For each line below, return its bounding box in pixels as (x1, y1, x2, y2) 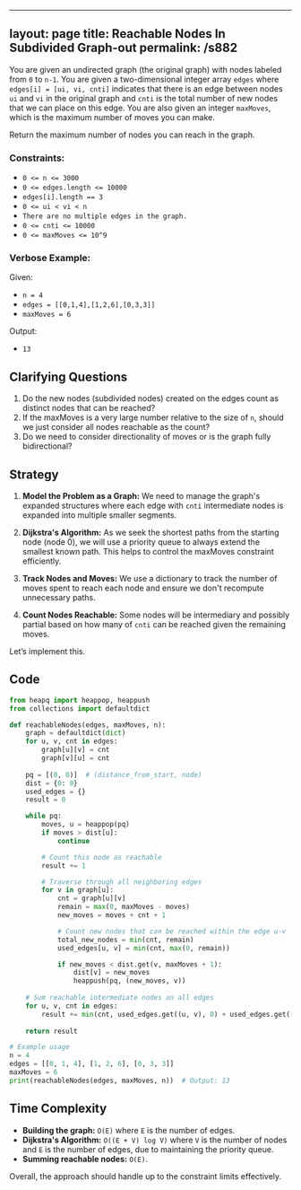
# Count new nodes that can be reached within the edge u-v (56, 926, 287, 936)
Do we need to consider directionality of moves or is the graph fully (21, 432, 271, 442)
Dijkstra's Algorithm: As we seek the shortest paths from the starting (21, 527, 279, 538)
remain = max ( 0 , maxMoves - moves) (56, 903, 191, 912)
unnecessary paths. (21, 592, 96, 603)
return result (25, 1027, 78, 1036)
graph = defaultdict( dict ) (25, 729, 126, 738)
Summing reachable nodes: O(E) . (21, 1153, 148, 1164)
